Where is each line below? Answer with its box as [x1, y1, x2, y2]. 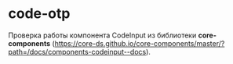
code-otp [8, 5, 71, 23]
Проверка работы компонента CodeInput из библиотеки [8, 30, 197, 40]
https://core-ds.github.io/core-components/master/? [54, 38, 225, 48]
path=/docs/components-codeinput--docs [8, 47, 147, 56]
